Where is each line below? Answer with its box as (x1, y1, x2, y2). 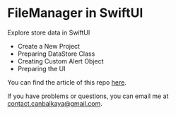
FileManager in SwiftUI (7, 5, 143, 21)
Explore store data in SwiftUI (7, 28, 90, 37)
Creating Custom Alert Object (17, 56, 104, 65)
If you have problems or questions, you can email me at (7, 92, 169, 100)
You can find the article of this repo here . (7, 78, 127, 86)
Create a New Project (17, 42, 80, 50)
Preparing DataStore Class (17, 49, 95, 58)
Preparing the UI (17, 64, 66, 73)
